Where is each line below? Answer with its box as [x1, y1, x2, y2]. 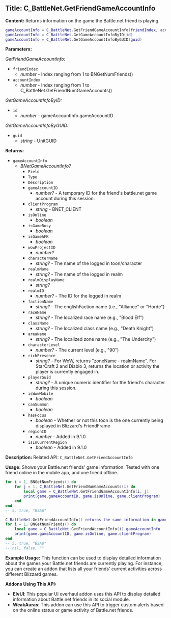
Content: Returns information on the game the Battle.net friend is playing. [5, 17, 160, 23]
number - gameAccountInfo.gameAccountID [20, 113, 113, 119]
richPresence [27, 354, 56, 359]
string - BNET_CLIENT [35, 206, 82, 212]
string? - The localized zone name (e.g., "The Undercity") [35, 336, 156, 342]
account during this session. [35, 196, 95, 202]
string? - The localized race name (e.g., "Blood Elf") [35, 314, 144, 320]
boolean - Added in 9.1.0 [35, 444, 87, 450]
